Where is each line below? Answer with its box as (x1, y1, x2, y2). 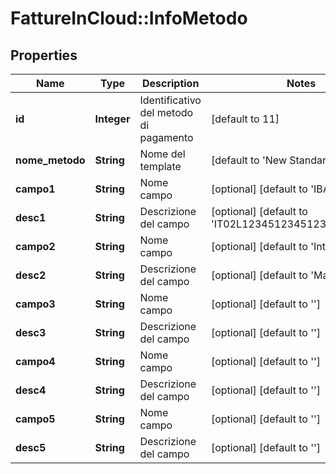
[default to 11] (210, 112, 280, 126)
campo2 (15, 240, 56, 253)
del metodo (139, 106, 194, 119)
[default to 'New (210, 153, 287, 167)
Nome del (139, 147, 186, 161)
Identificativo (139, 93, 202, 107)
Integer (94, 112, 131, 126)
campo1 (15, 182, 56, 196)
